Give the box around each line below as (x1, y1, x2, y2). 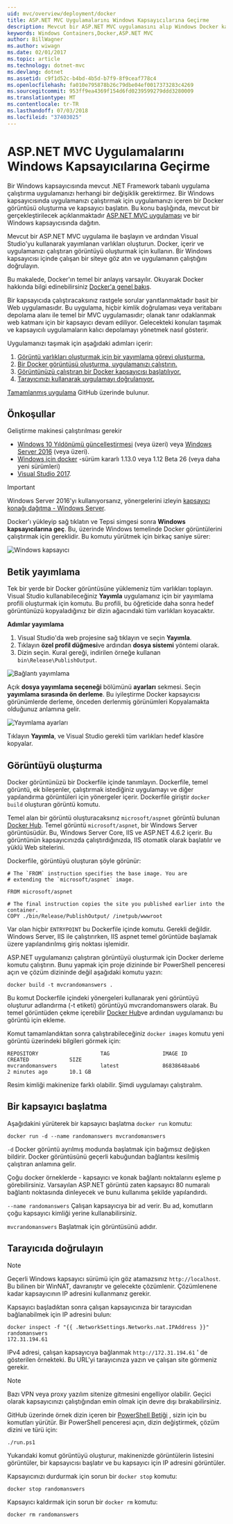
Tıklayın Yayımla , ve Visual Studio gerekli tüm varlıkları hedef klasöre (7, 732, 205, 740)
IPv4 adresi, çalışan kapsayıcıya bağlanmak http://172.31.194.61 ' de (7, 1348, 208, 1356)
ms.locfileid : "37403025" (7, 113, 82, 120)
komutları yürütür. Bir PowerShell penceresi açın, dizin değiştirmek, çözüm (7, 1418, 220, 1427)
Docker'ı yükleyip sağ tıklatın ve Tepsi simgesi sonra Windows (7, 518, 186, 526)
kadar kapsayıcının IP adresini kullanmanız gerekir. (7, 1289, 151, 1298)
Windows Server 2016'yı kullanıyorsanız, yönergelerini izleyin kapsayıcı (7, 497, 210, 505)
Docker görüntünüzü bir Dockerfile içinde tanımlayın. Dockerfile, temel (7, 778, 208, 786)
